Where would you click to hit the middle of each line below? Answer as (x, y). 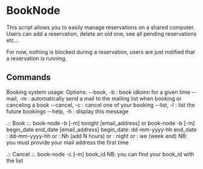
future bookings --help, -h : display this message (68, 111)
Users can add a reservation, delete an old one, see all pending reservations (101, 33)
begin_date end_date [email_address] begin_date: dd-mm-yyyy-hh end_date (101, 129)
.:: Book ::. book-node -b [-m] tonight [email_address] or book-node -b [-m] (101, 123)
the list (15, 161)
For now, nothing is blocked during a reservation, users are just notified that (101, 51)
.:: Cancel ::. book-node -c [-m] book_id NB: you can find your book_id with (100, 154)
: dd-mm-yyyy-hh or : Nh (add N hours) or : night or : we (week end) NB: (97, 136)
